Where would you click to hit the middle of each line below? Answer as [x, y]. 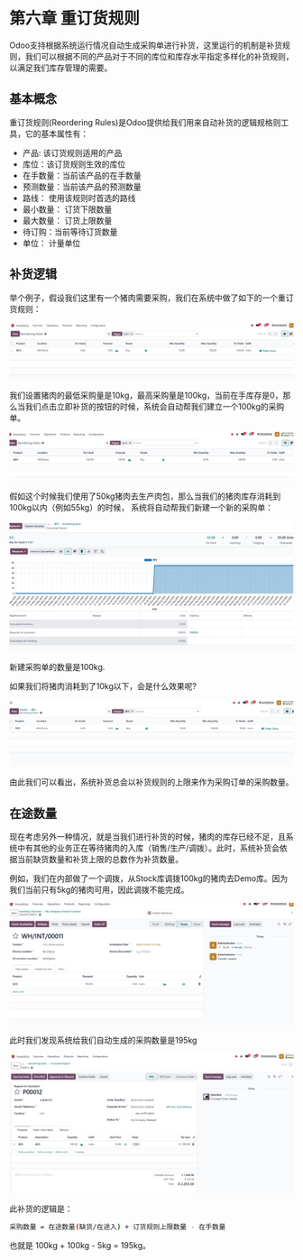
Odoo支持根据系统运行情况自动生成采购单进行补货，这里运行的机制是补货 [146, 45]
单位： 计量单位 [51, 243]
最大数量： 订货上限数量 [67, 220]
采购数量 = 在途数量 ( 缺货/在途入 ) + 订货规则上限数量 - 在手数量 [118, 1227]
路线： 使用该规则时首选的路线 [79, 198]
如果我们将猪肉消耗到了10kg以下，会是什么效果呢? [103, 685]
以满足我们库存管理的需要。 [61, 68]
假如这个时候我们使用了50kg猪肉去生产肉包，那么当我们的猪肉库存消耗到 [145, 496]
